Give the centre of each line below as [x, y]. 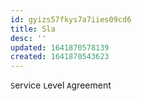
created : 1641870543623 [60, 57]
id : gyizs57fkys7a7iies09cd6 [71, 19]
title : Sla [33, 29]
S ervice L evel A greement [61, 85]
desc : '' [28, 38]
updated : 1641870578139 [60, 47]
